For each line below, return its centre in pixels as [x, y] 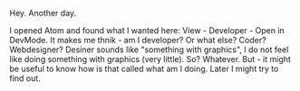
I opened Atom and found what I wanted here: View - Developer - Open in [147, 30]
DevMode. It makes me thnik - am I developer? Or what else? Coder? [138, 40]
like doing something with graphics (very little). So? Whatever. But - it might [150, 59]
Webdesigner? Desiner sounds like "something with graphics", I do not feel [149, 50]
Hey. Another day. [43, 13]
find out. [25, 78]
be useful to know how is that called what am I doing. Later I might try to [144, 68]
